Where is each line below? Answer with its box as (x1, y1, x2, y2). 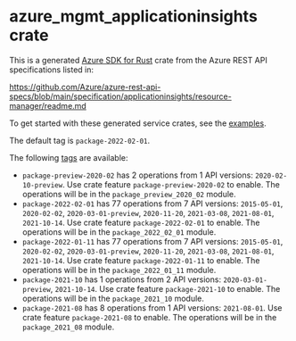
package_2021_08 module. (21, 321, 115, 332)
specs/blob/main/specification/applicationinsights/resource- (9, 91, 232, 102)
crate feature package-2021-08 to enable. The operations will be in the (21, 312, 277, 322)
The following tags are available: (9, 152, 128, 162)
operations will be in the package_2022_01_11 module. (21, 264, 217, 275)
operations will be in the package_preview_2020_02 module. (21, 188, 236, 199)
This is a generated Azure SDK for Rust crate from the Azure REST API (9, 54, 267, 65)
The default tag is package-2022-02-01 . (9, 135, 151, 146)
